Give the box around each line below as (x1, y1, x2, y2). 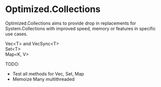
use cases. (5, 31, 28, 37)
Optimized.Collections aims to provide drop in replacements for (5, 20, 136, 26)
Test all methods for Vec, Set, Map (12, 70, 85, 76)
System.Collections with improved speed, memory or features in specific (5, 25, 156, 31)
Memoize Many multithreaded (12, 76, 75, 82)
